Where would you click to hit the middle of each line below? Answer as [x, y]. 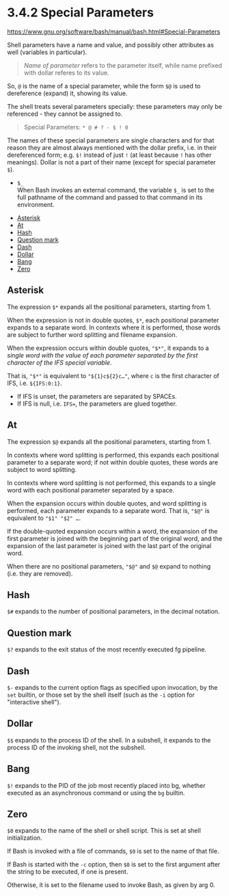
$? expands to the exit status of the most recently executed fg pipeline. [107, 649]
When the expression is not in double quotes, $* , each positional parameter [113, 320]
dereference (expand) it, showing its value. [67, 93]
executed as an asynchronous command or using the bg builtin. [96, 793]
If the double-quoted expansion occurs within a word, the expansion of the [112, 531]
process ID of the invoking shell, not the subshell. [77, 747]
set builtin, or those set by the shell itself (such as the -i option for [101, 695]
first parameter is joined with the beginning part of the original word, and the [115, 538]
